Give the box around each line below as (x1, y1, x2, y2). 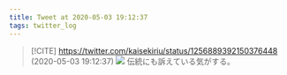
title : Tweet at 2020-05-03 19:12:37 (9, 12, 148, 22)
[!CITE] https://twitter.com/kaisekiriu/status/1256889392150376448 (30, 45, 278, 56)
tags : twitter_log (9, 21, 77, 30)
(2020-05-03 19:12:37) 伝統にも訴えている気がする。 (30, 56, 236, 66)
